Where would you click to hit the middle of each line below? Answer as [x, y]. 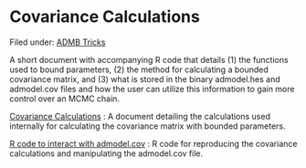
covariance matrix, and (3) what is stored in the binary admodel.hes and [145, 79]
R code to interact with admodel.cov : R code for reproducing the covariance [153, 143]
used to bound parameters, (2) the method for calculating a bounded [139, 69]
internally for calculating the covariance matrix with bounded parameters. [148, 126]
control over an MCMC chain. [65, 99]
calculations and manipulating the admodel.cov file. [106, 153]
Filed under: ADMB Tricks [58, 42]
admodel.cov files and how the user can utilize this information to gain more [152, 89]
